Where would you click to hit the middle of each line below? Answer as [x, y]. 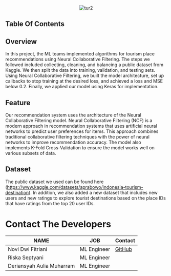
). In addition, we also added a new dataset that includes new [93, 192]
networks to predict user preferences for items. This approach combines [82, 131]
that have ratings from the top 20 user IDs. [50, 203]
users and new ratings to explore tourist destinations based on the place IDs [86, 198]
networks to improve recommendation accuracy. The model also [73, 142]
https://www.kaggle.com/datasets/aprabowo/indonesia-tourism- [75, 187]
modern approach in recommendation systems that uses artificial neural [81, 126]
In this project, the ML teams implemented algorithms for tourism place [80, 54]
